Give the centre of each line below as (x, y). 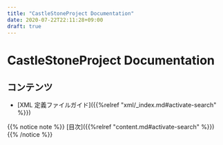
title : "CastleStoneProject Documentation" (71, 13)
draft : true (24, 26)
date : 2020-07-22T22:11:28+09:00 (55, 20)
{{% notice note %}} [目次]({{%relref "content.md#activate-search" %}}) (111, 127)
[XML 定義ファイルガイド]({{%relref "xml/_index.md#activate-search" (117, 105)
